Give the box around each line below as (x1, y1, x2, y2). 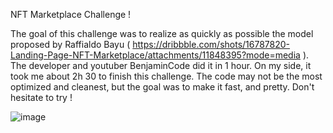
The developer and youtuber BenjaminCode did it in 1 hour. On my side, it (10, 60, 312, 71)
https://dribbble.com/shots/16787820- (132, 39, 291, 50)
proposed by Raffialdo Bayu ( (10, 39, 131, 50)
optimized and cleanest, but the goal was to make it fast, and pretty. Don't (10, 81, 315, 93)
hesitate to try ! (10, 92, 73, 103)
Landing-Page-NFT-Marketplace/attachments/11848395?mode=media (10, 49, 301, 61)
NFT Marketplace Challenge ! (10, 9, 132, 20)
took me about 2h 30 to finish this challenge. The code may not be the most (10, 70, 323, 82)
